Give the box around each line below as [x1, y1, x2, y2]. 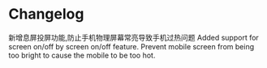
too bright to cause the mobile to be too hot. [8, 50, 156, 60]
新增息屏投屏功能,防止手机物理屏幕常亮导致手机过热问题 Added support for [8, 32, 260, 42]
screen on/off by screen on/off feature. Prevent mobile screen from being [8, 41, 254, 51]
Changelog [8, 5, 84, 23]
